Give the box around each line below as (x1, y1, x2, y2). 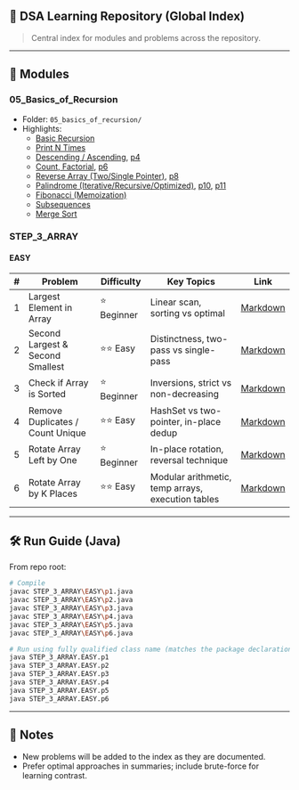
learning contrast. (21, 770, 87, 780)
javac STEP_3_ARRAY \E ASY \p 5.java (9, 620, 133, 629)
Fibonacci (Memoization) (35, 189, 127, 200)
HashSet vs (149, 404, 198, 417)
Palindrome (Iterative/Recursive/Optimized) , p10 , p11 (35, 180, 227, 191)
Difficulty (101, 275, 141, 288)
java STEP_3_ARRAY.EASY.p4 (9, 678, 109, 687)
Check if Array (28, 377, 89, 389)
